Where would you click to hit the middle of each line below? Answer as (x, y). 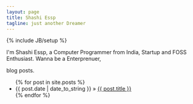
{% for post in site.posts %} (50, 82)
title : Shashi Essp (31, 18)
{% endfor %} (33, 95)
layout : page (23, 12)
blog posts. (20, 71)
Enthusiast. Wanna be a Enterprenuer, (54, 59)
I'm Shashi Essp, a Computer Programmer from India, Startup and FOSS (96, 52)
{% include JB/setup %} (37, 41)
